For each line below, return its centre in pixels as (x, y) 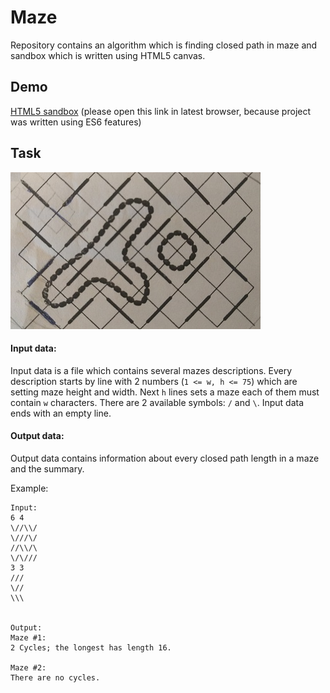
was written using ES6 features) (76, 122)
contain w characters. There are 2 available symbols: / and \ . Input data (157, 402)
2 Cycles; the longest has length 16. (91, 647)
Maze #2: (28, 667)
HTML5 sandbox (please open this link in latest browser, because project (161, 111)
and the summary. (47, 468)
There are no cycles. (55, 677)
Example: (29, 488)
